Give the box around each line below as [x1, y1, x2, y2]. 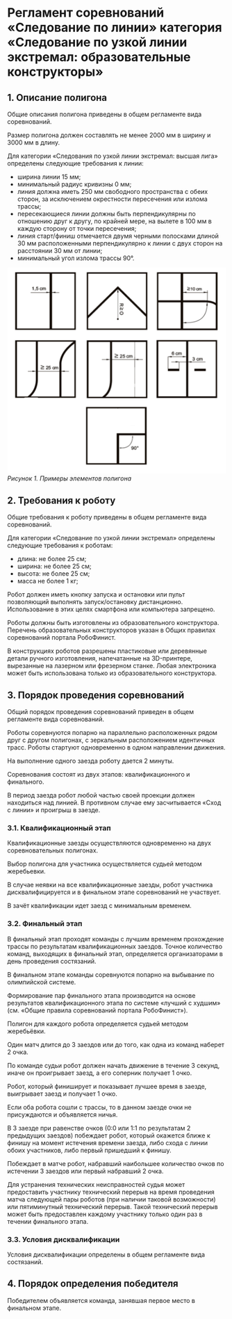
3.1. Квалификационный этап [7, 823, 111, 833]
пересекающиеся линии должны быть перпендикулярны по [17, 210, 196, 218]
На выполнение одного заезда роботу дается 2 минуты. [7, 756, 174, 766]
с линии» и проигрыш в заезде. [7, 806, 101, 814]
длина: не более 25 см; [17, 555, 87, 563]
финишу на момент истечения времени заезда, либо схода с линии [7, 1138, 208, 1147]
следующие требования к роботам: [7, 541, 113, 550]
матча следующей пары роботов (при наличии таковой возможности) [7, 1195, 217, 1204]
